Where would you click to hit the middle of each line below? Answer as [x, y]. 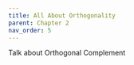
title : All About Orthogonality [62, 15]
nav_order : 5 [30, 30]
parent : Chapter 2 [39, 23]
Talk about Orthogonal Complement [67, 53]
